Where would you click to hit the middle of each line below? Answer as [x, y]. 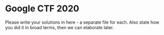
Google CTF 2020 [42, 9]
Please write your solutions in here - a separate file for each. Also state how [82, 22]
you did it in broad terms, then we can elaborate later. [60, 27]
